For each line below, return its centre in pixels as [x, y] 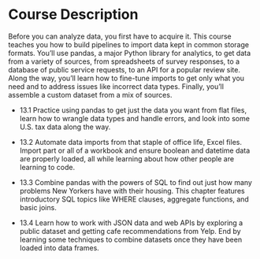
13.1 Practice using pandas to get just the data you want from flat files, [133, 110]
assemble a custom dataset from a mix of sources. [90, 94]
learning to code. [47, 167]
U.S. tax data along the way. [65, 127]
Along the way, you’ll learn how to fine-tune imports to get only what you [126, 78]
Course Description [73, 15]
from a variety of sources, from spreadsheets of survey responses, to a [124, 61]
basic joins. [38, 207]
